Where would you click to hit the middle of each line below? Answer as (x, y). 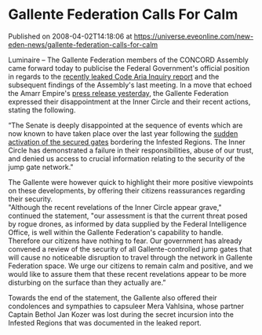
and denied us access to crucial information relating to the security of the (127, 158)
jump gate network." (41, 167)
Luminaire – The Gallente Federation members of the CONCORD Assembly (128, 60)
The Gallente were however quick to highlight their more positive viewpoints (131, 182)
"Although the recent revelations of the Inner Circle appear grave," (115, 207)
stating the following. (42, 110)
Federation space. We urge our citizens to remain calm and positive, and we (131, 266)
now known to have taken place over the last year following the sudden (123, 133)
